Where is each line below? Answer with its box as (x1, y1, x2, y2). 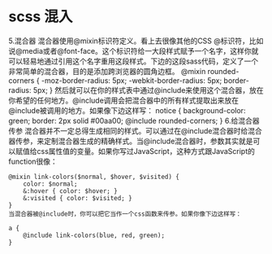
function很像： (8, 156, 58, 166)
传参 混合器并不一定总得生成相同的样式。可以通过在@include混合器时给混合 (8, 125, 262, 135)
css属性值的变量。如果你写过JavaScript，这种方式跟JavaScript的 (36, 146, 256, 155)
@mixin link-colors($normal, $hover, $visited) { (8, 173, 180, 181)
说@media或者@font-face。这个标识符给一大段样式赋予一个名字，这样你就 (8, 46, 259, 55)
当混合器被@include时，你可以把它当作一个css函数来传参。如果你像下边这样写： (8, 209, 242, 218)
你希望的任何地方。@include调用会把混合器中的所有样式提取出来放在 (8, 95, 240, 105)
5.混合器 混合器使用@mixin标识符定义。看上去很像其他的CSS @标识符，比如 (8, 36, 264, 46)
